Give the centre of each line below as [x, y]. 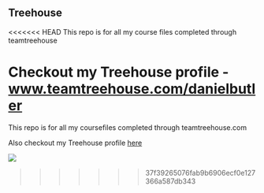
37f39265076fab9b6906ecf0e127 [201, 173]
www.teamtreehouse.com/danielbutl [132, 89]
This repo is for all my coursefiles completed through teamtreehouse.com [127, 127]
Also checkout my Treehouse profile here [75, 143]
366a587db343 [171, 181]
